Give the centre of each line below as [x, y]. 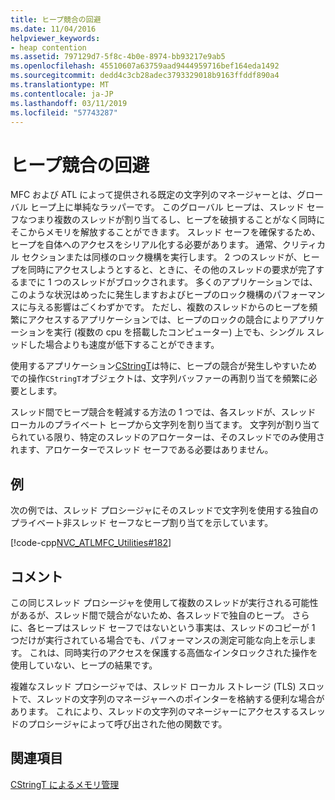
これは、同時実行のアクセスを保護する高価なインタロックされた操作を [173, 652]
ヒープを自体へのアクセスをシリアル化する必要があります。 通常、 [146, 245]
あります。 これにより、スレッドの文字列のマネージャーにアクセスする [155, 711]
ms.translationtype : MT [60, 85]
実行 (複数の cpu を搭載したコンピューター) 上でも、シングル [179, 332]
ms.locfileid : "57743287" [64, 112]
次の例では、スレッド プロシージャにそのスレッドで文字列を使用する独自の [164, 510]
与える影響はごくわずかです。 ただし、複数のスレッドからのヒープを [168, 307]
